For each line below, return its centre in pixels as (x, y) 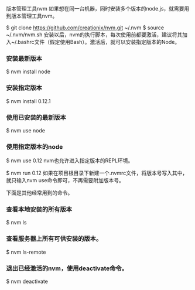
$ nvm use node (26, 130)
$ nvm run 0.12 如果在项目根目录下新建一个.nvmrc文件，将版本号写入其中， (97, 173)
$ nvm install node (28, 71)
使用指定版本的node (35, 146)
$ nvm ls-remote (26, 252)
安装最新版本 (24, 59)
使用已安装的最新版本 (36, 117)
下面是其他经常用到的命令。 (40, 193)
